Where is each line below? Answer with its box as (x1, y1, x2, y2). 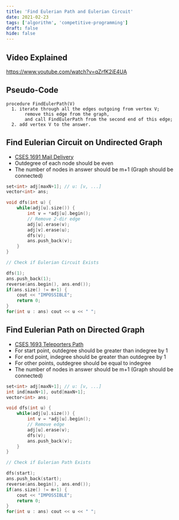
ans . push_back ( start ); (6, 476, 62, 482)
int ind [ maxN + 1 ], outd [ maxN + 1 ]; (6, 389, 86, 395)
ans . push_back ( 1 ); (6, 276, 51, 282)
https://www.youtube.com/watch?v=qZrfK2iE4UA (6, 68, 127, 75)
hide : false (6, 31, 35, 37)
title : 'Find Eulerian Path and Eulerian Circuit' (6, 8, 134, 15)
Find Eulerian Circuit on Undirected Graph (6, 138, 162, 148)
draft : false (6, 25, 38, 31)
